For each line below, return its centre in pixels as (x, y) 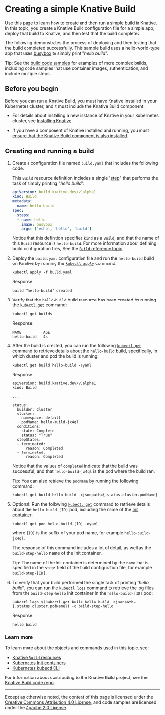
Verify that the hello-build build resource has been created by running (84, 300)
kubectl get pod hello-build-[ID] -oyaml (55, 524)
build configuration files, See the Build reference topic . (68, 249)
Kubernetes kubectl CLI (36, 668)
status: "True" (37, 435)
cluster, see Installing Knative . (42, 121)
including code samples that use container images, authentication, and (77, 68)
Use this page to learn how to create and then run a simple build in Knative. (81, 23)
